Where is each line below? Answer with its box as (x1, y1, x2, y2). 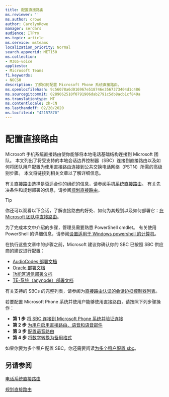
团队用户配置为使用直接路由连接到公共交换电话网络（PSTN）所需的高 (14, 164, 158, 170)
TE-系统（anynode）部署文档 (12, 277, 74, 283)
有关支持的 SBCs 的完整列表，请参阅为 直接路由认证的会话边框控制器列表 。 (5, 288, 160, 294)
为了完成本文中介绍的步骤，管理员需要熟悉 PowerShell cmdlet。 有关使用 (5, 224, 157, 230)
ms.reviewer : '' (5, 12, 39, 17)
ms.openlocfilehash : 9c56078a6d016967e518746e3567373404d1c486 (5, 87, 141, 92)
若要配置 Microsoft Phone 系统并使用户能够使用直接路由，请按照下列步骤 (5, 298, 157, 304)
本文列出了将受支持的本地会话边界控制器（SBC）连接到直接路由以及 (15, 157, 157, 164)
